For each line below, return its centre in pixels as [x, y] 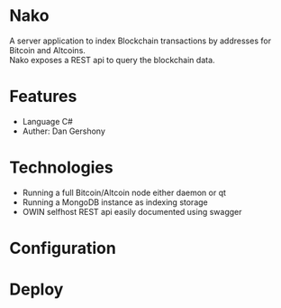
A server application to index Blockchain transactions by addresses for [140, 41]
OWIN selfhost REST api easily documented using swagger [132, 211]
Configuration [63, 248]
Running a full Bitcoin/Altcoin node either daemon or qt [124, 192]
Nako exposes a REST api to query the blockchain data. [112, 60]
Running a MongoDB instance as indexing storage [115, 202]
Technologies [62, 168]
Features [43, 97]
